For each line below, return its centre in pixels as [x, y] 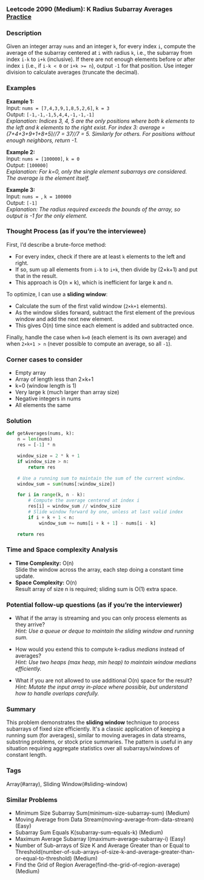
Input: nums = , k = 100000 [39, 196]
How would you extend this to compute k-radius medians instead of [100, 649]
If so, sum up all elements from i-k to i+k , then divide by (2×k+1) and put [106, 269]
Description [24, 33]
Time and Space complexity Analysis [62, 550]
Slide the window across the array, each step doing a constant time [99, 569]
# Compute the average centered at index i [84, 501]
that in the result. [36, 275]
